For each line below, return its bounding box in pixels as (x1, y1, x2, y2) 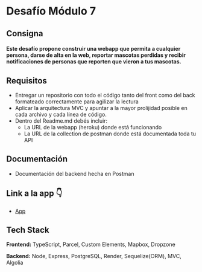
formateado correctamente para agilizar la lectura (14, 98, 139, 105)
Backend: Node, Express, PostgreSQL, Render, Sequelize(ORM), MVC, (6, 253, 182, 260)
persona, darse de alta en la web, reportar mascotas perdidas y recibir (6, 51, 186, 59)
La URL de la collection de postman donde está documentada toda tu (24, 130, 197, 137)
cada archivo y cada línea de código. (14, 111, 107, 118)
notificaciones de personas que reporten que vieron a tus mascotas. (6, 58, 182, 65)
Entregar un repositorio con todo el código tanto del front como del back (14, 91, 195, 99)
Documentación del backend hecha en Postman (14, 170, 134, 177)
